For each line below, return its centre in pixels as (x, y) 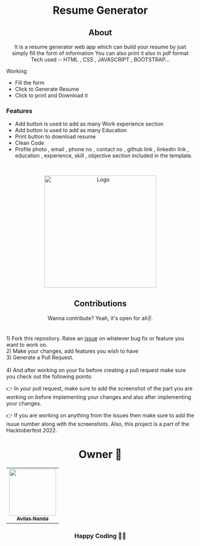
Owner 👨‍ (100, 455)
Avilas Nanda (33, 519)
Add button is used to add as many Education (71, 130)
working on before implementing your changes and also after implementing (99, 397)
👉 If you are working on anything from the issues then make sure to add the (100, 416)
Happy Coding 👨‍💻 (100, 536)
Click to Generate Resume (47, 89)
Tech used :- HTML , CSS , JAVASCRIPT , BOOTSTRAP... (100, 60)
